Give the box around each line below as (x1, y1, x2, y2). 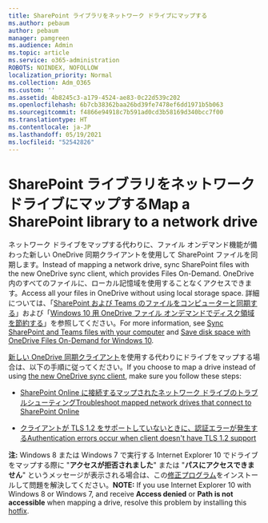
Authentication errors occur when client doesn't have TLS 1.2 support (26, 433, 257, 443)
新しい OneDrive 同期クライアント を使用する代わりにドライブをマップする (8, 353, 254, 362)
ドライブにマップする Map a (8, 195, 190, 213)
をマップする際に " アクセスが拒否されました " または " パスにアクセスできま (8, 461, 255, 470)
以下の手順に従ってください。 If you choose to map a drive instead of (29, 362, 256, 372)
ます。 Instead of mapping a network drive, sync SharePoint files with (22, 260, 250, 269)
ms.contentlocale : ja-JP (8, 123, 91, 131)
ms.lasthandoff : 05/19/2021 (8, 130, 102, 138)
